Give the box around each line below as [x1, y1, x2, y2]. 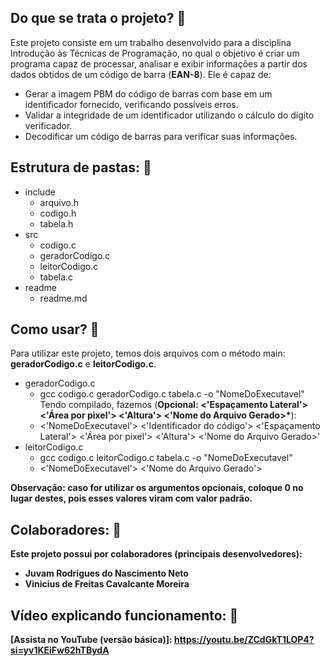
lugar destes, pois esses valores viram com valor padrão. [10, 492, 253, 505]
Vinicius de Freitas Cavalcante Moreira [24, 578, 190, 590]
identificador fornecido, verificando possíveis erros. [24, 98, 239, 110]
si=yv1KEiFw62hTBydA [10, 644, 110, 656]
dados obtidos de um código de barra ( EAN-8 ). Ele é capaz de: [10, 68, 272, 80]
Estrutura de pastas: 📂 [10, 159, 152, 176]
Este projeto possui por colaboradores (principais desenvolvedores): [10, 548, 303, 560]
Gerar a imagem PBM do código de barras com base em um [24, 87, 273, 100]
